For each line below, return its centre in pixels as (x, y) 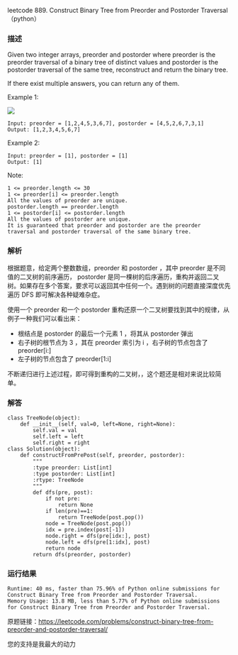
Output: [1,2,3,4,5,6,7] (44, 130)
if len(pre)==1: (69, 511)
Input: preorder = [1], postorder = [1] (68, 156)
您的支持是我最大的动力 (41, 644)
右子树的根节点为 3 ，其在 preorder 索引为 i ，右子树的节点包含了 (113, 342)
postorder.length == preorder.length (63, 207)
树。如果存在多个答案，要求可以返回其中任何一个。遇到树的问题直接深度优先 (119, 285)
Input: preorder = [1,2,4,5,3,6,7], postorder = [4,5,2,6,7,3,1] (106, 123)
